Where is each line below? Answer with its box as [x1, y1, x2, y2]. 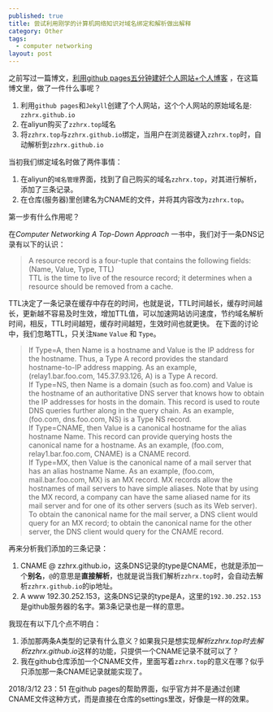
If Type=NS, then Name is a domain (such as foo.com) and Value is [28, 380, 253, 389]
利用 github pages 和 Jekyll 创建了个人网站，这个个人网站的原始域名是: [19, 101, 252, 110]
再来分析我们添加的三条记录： [8, 544, 108, 553]
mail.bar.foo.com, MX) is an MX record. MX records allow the [28, 475, 233, 484]
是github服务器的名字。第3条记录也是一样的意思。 [19, 601, 189, 611]
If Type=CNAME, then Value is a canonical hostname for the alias [28, 423, 247, 432]
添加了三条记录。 [19, 185, 78, 194]
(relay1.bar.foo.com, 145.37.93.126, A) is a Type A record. [28, 371, 219, 381]
